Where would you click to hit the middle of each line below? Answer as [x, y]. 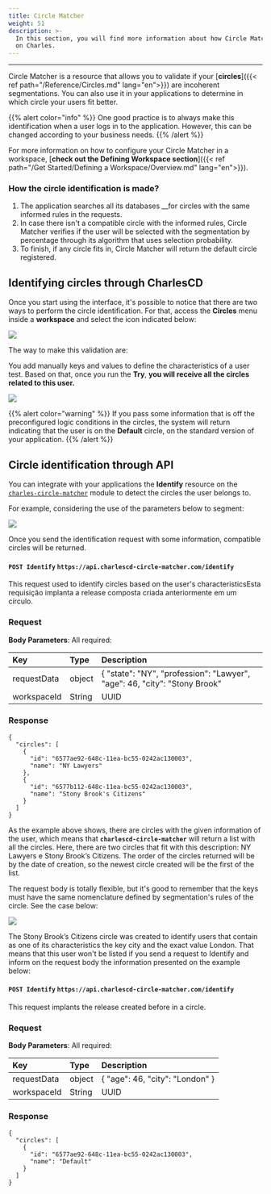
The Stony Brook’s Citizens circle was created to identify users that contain [133, 936]
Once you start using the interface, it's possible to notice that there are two [133, 303]
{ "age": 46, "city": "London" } [158, 1079]
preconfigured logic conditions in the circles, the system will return [119, 422]
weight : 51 [27, 23]
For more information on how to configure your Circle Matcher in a [119, 151]
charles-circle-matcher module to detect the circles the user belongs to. [130, 493]
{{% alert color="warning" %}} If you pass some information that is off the [132, 414]
